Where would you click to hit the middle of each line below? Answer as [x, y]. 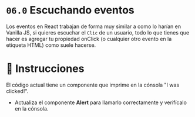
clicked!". [17, 91]
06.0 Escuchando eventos [70, 10]
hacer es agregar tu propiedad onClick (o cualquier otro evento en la [89, 39]
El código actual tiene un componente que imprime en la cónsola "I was [93, 85]
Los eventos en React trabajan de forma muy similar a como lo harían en [93, 26]
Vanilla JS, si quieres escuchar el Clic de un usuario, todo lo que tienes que [98, 32]
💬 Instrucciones [45, 69]
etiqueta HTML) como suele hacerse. [51, 45]
